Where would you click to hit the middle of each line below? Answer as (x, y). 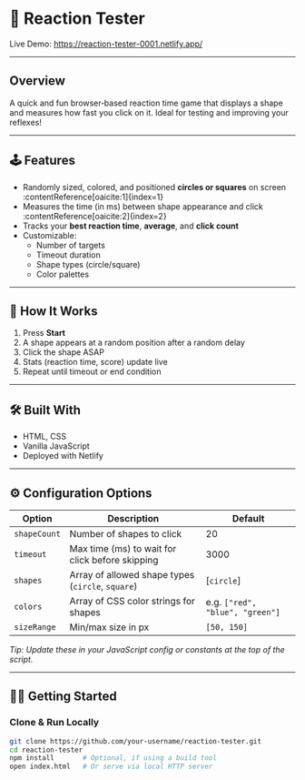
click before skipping (114, 560)
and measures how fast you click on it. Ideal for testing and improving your (149, 112)
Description (133, 518)
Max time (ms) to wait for (123, 548)
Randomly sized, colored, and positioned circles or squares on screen (154, 187)
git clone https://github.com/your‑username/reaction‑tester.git (135, 741)
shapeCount (37, 534)
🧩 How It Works (54, 311)
